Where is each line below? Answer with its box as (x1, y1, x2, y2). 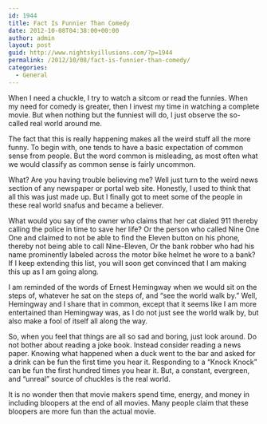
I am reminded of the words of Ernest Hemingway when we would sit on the (8, 282, 257, 291)
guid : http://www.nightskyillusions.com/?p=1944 (8, 49, 173, 57)
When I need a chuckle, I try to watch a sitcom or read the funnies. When (8, 93, 249, 102)
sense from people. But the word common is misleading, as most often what (8, 151, 258, 160)
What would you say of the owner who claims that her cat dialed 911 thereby (8, 216, 258, 225)
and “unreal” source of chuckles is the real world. (8, 374, 171, 383)
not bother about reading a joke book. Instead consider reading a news (8, 340, 241, 350)
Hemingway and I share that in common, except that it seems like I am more (8, 299, 257, 308)
